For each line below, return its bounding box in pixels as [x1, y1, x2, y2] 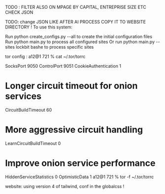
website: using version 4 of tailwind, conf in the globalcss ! [5, 183, 125, 189]
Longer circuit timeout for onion [5, 81, 138, 91]
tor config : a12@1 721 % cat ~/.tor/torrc [5, 54, 86, 59]
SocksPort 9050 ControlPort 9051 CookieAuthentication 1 [5, 63, 122, 69]
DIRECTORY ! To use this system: [5, 24, 73, 30]
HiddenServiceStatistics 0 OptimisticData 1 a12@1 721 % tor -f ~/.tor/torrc [5, 174, 154, 180]
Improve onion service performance [5, 158, 156, 169]
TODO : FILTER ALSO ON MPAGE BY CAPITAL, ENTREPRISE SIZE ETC [5, 4, 146, 10]
